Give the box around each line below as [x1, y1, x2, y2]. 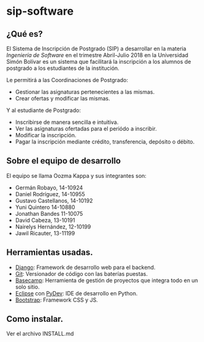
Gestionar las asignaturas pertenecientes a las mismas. [15, 88, 155, 96]
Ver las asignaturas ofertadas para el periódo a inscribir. [15, 125, 157, 132]
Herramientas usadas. [6, 247, 93, 258]
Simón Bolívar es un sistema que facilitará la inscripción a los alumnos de [6, 58, 191, 65]
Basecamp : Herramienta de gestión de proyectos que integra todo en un [15, 276, 198, 284]
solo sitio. [15, 283, 40, 291]
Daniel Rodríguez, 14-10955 [15, 190, 86, 197]
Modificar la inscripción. [15, 132, 77, 139]
